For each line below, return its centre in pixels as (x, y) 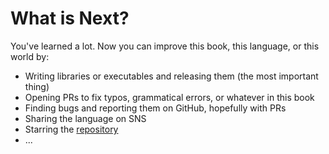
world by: (30, 56)
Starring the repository (71, 129)
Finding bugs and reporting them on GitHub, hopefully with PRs (155, 108)
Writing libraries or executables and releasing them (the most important (171, 76)
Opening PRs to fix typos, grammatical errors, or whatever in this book (169, 97)
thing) (37, 86)
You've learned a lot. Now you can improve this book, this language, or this (165, 46)
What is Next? (70, 18)
